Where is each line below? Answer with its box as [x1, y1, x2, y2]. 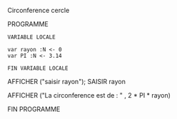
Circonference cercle [7, 6, 70, 14]
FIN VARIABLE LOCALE [7, 65, 69, 72]
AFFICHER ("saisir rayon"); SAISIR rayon [7, 78, 126, 86]
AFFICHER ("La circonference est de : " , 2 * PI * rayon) [7, 91, 171, 99]
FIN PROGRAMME [7, 105, 61, 113]
